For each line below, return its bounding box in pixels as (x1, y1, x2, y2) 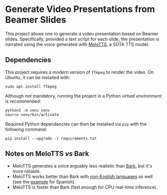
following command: (5, 126, 47, 132)
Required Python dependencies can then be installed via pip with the (5, 121, 147, 127)
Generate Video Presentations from (5, 3, 156, 15)
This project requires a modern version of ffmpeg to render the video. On (5, 69, 154, 75)
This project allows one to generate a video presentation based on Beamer (5, 30, 159, 36)
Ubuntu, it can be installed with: (5, 74, 70, 80)
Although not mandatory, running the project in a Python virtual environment (5, 92, 162, 98)
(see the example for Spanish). (12, 178, 76, 184)
